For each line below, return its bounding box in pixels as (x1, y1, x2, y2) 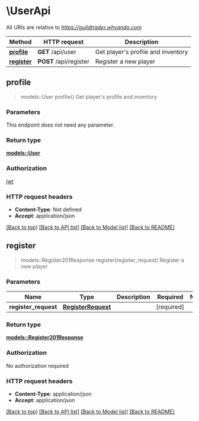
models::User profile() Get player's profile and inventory (20, 93, 158, 100)
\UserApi (6, 4, 51, 18)
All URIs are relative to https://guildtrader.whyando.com (6, 24, 142, 31)
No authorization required (6, 362, 69, 369)
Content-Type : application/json (14, 390, 92, 397)
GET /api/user (37, 47, 76, 56)
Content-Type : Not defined (14, 206, 82, 213)
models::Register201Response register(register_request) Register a (20, 256, 185, 264)
